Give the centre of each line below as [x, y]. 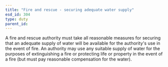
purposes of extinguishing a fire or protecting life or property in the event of [84, 54]
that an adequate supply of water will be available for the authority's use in [83, 43]
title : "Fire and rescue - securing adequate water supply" [70, 10]
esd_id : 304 [18, 14]
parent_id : [17, 24]
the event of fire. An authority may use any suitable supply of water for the [83, 48]
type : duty [17, 19]
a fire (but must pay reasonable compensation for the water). [69, 59]
